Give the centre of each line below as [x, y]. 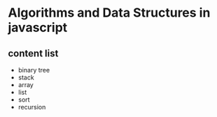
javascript [38, 28]
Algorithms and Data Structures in [109, 13]
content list [33, 53]
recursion [32, 107]
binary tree [34, 70]
